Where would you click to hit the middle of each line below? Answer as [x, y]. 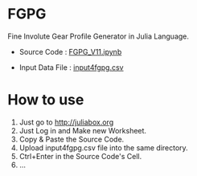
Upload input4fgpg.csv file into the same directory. [103, 147]
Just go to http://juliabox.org [66, 122]
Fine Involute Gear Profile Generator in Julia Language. [98, 36]
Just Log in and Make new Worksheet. [82, 130]
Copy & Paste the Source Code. [72, 139]
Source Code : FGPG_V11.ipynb [70, 51]
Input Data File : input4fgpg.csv [71, 67]
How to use [46, 100]
